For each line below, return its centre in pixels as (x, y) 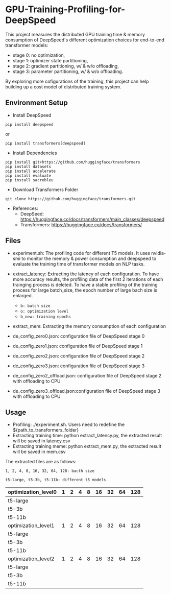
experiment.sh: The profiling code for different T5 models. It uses (81, 253)
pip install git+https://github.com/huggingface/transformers (73, 162)
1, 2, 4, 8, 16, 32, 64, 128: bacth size (50, 471)
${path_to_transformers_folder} (46, 430)
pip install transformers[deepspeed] (45, 143)
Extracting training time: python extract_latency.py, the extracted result (87, 436)
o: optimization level (44, 311)
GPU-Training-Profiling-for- (65, 9)
